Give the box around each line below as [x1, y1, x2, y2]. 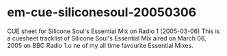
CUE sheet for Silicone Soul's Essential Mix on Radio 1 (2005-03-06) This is [7, 27, 220, 35]
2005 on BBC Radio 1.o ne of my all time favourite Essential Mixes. [7, 41, 193, 49]
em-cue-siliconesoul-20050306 [7, 5, 197, 20]
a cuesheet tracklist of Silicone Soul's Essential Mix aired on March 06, [7, 34, 206, 42]
